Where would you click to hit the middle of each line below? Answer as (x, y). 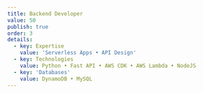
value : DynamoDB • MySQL (56, 79)
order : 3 (20, 33)
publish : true (28, 27)
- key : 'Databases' (42, 72)
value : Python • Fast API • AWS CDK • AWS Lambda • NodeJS (108, 66)
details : (20, 40)
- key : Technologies (44, 59)
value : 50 (22, 20)
